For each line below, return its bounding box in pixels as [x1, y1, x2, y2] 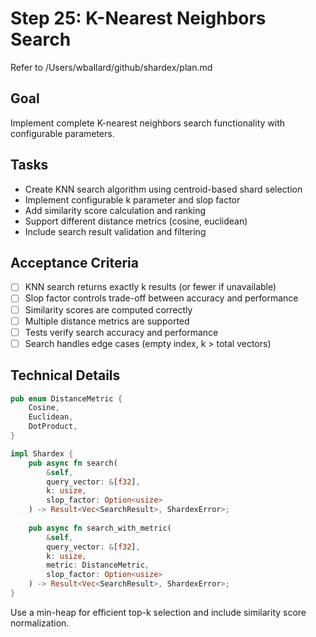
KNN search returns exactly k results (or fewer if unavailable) [24, 281, 277, 293]
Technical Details [10, 367, 121, 384]
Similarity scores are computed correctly [24, 303, 193, 316]
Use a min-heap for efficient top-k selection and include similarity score [10, 606, 307, 618]
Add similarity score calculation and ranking [24, 204, 207, 216]
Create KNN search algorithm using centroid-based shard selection [24, 183, 303, 195]
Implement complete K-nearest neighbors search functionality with [10, 117, 285, 129]
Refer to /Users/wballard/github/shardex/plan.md [10, 61, 213, 73]
